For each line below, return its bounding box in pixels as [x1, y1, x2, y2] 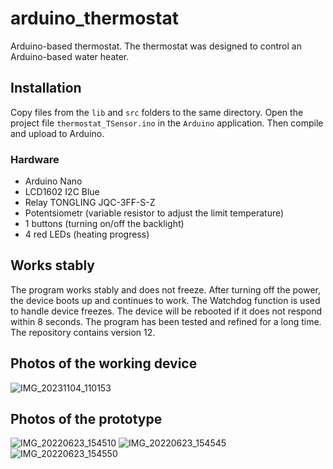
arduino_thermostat [10, 7, 179, 30]
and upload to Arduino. [10, 127, 105, 139]
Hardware [10, 152, 60, 166]
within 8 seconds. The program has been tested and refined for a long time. [10, 315, 322, 327]
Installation [10, 80, 82, 97]
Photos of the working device [10, 355, 198, 372]
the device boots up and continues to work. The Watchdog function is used [10, 294, 321, 306]
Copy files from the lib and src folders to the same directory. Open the [10, 106, 304, 118]
